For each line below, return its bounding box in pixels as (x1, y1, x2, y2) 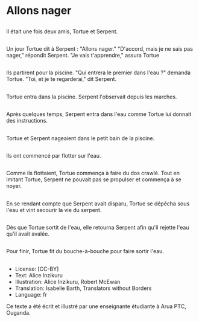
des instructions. (6, 117, 48, 124)
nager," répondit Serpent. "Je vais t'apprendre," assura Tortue (6, 51, 160, 59)
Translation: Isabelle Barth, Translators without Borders (14, 285, 152, 292)
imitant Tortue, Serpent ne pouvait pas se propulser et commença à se (6, 176, 182, 183)
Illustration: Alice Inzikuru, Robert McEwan (14, 278, 121, 285)
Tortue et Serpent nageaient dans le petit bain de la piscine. (6, 134, 155, 142)
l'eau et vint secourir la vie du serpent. (6, 206, 102, 213)
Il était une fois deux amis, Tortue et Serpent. (6, 28, 118, 35)
